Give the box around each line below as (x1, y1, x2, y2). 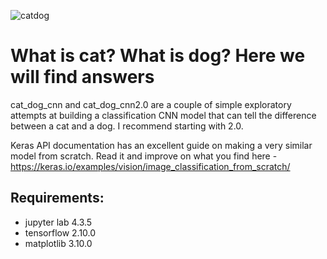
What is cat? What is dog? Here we (10, 45, 306, 67)
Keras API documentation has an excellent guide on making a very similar (10, 139, 313, 151)
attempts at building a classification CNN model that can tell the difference (10, 109, 317, 121)
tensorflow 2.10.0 (24, 226, 97, 239)
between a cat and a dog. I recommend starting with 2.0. (10, 120, 244, 132)
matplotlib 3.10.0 (24, 237, 93, 249)
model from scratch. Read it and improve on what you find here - (10, 150, 278, 162)
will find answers (10, 66, 155, 89)
